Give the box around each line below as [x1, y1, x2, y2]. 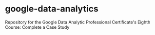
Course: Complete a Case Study [5, 24, 70, 30]
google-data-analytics [5, 3, 98, 14]
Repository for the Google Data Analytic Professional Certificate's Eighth [5, 19, 151, 25]
